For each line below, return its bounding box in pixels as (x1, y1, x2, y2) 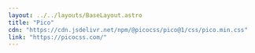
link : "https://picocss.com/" (8, 33, 108, 41)
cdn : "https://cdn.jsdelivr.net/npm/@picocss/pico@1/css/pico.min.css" (8, 26, 248, 34)
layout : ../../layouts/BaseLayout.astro (8, 11, 143, 19)
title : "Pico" (8, 19, 55, 26)
